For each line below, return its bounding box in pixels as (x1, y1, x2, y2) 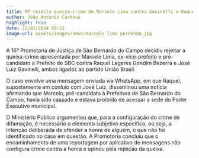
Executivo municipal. (6, 102, 57, 109)
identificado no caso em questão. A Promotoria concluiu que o (6, 133, 159, 140)
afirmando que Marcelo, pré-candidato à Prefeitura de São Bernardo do (6, 90, 181, 97)
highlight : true (6, 20, 46, 25)
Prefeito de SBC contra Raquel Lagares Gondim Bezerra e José (36, 60, 191, 67)
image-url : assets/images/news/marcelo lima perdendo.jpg (6, 31, 152, 37)
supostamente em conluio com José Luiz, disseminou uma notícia (6, 83, 167, 91)
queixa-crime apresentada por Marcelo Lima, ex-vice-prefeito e (6, 53, 162, 60)
